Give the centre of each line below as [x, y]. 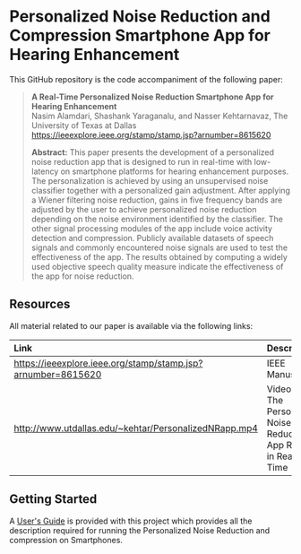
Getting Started [53, 499]
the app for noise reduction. [82, 276]
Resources [40, 304]
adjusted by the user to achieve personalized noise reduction [144, 209]
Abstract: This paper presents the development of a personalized [153, 152]
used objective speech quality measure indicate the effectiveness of [157, 266]
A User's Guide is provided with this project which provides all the [131, 521]
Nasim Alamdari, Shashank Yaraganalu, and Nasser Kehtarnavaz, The [159, 116]
